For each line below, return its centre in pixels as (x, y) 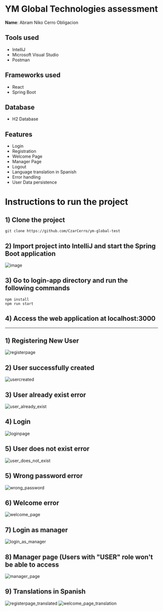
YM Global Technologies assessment (81, 9)
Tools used (22, 38)
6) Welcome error (32, 503)
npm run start (19, 304)
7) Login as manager (36, 530)
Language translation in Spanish (44, 172)
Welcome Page (27, 156)
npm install (17, 299)
